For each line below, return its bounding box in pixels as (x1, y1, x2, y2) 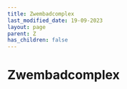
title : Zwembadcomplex (7, 10, 74, 18)
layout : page (7, 23, 46, 30)
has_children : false (7, 37, 69, 44)
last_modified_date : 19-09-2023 (7, 17, 103, 24)
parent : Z (7, 30, 37, 37)
